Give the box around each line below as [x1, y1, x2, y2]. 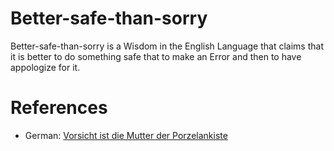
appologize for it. [10, 61, 81, 73]
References [10, 97, 108, 119]
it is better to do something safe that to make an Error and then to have [10, 50, 302, 62]
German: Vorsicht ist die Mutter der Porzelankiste [24, 129, 228, 141]
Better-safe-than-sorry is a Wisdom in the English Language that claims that [10, 40, 324, 52]
